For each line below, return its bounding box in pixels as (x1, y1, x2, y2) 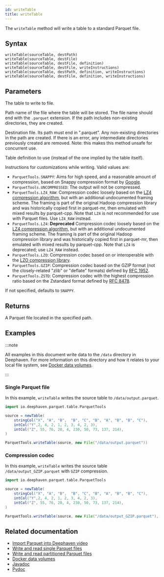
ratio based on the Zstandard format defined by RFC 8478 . (12, 278, 131, 284)
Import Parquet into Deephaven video (12, 540, 88, 546)
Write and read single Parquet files (12, 546, 82, 551)
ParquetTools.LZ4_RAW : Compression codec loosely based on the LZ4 (12, 189, 152, 195)
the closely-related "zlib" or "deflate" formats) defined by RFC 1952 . (12, 268, 150, 274)
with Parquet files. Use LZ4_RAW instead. (12, 215, 92, 221)
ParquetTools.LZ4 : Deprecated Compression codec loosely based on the (12, 221, 160, 227)
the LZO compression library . (12, 257, 71, 263)
